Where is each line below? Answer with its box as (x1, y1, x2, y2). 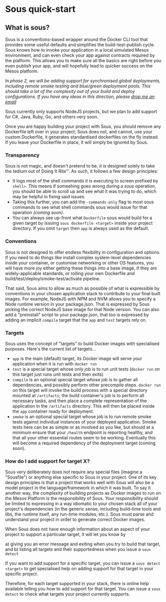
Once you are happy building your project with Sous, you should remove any (5, 123, 162, 129)
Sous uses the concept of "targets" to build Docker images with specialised (5, 341, 160, 346)
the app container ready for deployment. (12, 408, 94, 414)
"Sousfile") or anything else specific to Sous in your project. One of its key (5, 474, 157, 480)
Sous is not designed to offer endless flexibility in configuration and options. (5, 249, 161, 255)
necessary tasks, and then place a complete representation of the (12, 398, 147, 404)
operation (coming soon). (12, 210, 64, 216)
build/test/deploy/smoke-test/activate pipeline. (5, 275, 101, 281)
